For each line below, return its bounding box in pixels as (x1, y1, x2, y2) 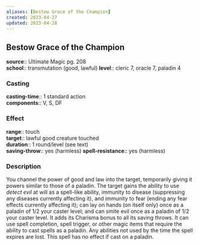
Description (6, 162, 41, 170)
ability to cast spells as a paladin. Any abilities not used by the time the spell (6, 227, 193, 234)
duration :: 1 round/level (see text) (6, 140, 88, 148)
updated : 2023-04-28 (6, 20, 58, 26)
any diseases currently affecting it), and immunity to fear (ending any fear (6, 195, 188, 202)
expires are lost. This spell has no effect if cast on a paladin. (6, 233, 154, 241)
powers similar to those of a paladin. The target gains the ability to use (6, 182, 179, 190)
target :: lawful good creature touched (6, 134, 99, 142)
